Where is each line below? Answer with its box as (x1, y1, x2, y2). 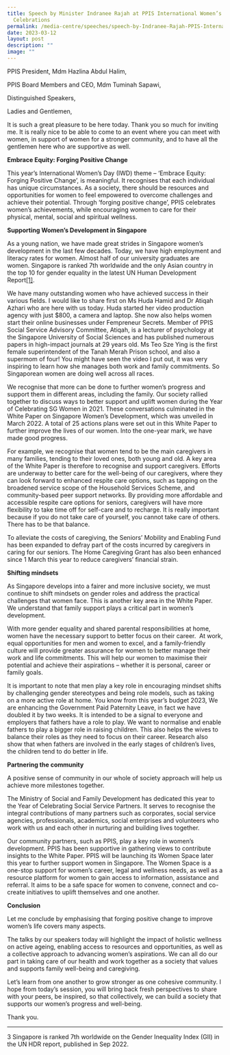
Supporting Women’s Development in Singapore (7, 226, 147, 234)
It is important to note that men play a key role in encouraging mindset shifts (7, 681, 222, 690)
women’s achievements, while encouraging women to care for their (7, 205, 196, 214)
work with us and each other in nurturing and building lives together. (7, 824, 200, 832)
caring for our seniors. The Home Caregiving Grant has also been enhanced (7, 547, 221, 556)
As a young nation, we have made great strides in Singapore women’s (7, 239, 204, 247)
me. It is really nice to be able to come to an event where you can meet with (7, 128, 220, 136)
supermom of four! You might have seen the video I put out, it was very (7, 354, 207, 363)
